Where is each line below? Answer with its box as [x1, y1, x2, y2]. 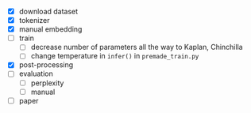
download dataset [18, 7, 79, 16]
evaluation [18, 69, 53, 78]
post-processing [18, 60, 74, 70]
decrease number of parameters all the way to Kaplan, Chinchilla [30, 43, 243, 52]
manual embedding [18, 24, 83, 34]
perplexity [30, 78, 64, 88]
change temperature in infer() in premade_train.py [30, 51, 199, 61]
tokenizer [18, 16, 50, 25]
